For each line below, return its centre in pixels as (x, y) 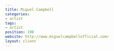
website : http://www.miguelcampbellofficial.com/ (57, 37)
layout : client (21, 41)
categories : (17, 14)
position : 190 (20, 32)
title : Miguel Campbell (30, 9)
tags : (11, 23)
